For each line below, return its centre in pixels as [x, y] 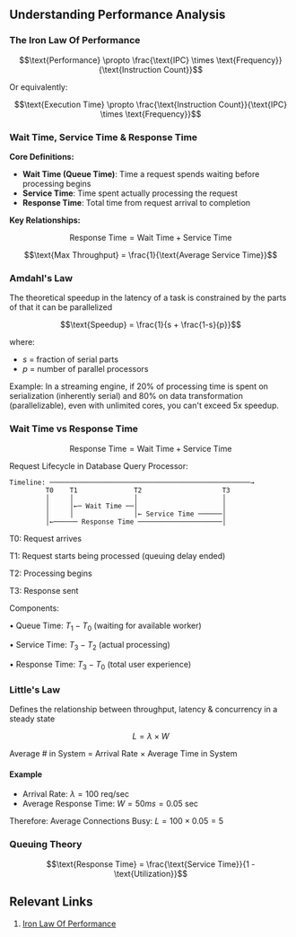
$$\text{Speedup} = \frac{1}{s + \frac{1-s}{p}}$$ [151, 325]
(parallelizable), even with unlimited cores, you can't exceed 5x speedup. [144, 406]
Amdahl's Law [41, 278]
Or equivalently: [39, 87]
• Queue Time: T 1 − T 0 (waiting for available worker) [105, 626]
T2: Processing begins [51, 573]
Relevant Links [51, 902]
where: [22, 342]
